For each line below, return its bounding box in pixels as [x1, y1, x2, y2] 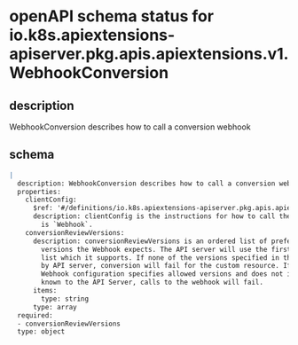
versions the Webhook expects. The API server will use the [41, 245, 268, 254]
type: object [17, 327, 66, 336]
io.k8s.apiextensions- [9, 25, 176, 45]
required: [17, 310, 53, 320]
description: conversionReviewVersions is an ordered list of [32, 237, 268, 246]
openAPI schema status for [9, 6, 215, 27]
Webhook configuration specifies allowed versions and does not [41, 270, 284, 278]
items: [32, 286, 58, 295]
